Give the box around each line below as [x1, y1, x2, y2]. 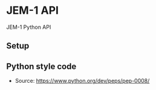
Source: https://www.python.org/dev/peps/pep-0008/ [15, 77, 150, 85]
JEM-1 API [6, 4, 59, 17]
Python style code [6, 61, 77, 71]
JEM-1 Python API [6, 23, 51, 31]
